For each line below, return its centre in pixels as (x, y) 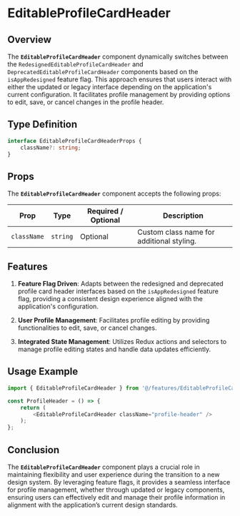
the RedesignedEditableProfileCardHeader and (76, 64)
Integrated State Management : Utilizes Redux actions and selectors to (122, 342)
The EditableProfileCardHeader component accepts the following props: (114, 193)
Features (27, 267)
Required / (105, 211)
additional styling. (167, 241)
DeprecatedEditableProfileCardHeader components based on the (103, 72)
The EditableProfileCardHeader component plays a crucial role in (104, 467)
